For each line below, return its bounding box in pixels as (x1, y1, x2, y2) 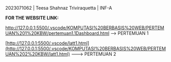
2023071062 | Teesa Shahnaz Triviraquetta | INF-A (5, 5, 112, 11)
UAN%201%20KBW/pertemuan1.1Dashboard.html (5, 30, 110, 36)
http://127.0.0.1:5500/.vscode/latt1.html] (7, 40, 89, 46)
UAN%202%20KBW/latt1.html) (5, 51, 70, 57)
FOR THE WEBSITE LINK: (5, 15, 59, 20)
